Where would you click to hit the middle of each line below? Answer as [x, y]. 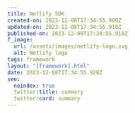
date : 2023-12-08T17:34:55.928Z [55, 72]
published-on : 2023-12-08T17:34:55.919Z [68, 33]
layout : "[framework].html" [49, 66]
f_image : [20, 40]
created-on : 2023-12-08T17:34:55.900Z [64, 20]
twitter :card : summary [47, 99]
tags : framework [31, 60]
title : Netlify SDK [36, 14]
